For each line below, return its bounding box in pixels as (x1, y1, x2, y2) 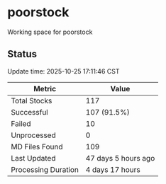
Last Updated (11, 153, 56, 163)
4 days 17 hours (85, 164, 140, 174)
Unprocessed (11, 130, 56, 140)
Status (7, 48, 38, 60)
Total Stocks (11, 96, 52, 105)
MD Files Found (11, 142, 63, 151)
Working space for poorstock (7, 28, 93, 36)
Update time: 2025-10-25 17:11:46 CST (7, 67, 120, 75)
